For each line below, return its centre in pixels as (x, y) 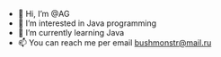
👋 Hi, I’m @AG (44, 14)
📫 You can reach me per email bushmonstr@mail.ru (115, 43)
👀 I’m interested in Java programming (87, 23)
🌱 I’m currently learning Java (71, 33)
